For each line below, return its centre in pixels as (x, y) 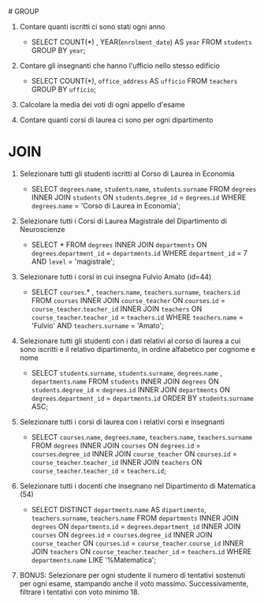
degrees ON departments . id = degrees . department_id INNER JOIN (136, 526)
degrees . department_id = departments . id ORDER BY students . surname (143, 398)
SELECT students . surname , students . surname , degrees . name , (127, 373)
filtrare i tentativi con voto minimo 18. (80, 592)
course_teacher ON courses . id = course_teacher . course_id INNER (138, 543)
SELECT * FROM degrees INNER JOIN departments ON (119, 245)
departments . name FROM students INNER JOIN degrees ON (125, 381)
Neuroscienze (42, 229)
